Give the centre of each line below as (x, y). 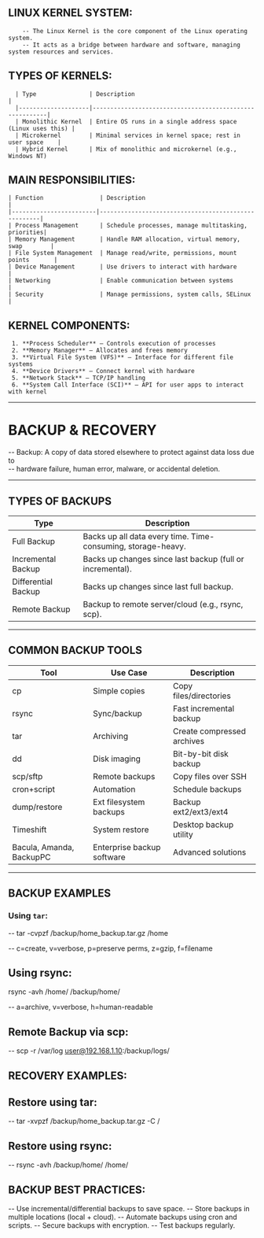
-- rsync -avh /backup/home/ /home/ (68, 1165)
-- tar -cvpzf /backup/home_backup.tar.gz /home (88, 933)
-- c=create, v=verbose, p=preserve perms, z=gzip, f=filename (111, 948)
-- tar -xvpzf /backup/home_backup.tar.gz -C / (84, 1122)
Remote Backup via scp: (68, 1031)
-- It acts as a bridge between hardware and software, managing (132, 45)
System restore (121, 830)
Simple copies (119, 690)
